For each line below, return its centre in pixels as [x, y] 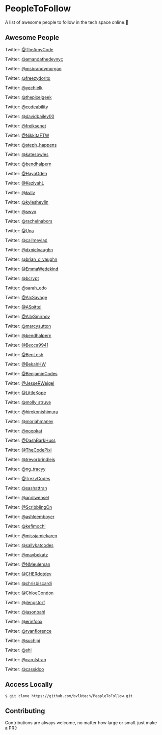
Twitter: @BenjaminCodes [31, 373]
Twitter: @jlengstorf [25, 602]
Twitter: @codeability [27, 107]
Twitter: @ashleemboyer [30, 517]
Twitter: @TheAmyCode [29, 49]
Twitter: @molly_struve [28, 402]
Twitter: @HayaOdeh [26, 173]
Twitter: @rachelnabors [29, 221]
